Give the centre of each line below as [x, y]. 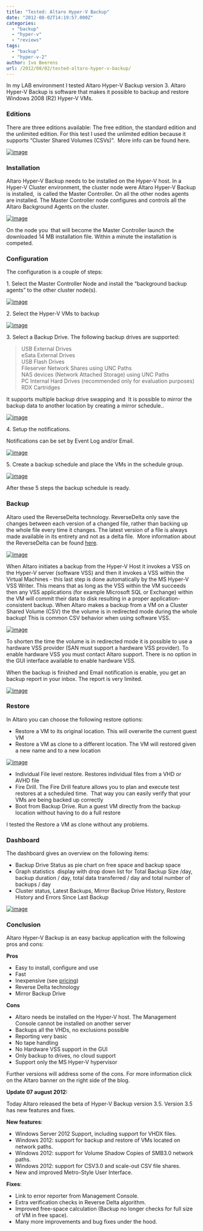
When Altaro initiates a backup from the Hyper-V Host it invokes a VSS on [98, 566]
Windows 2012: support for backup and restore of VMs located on [98, 1140]
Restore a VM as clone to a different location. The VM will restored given [105, 744]
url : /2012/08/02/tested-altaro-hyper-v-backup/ [69, 68]
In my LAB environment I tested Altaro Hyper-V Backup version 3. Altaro [96, 86]
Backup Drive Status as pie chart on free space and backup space [98, 865]
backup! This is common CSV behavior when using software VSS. [88, 618]
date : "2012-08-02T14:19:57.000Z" [50, 18]
